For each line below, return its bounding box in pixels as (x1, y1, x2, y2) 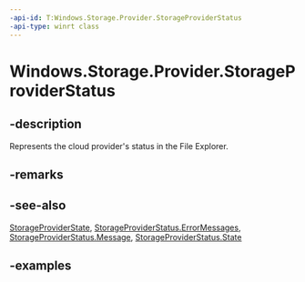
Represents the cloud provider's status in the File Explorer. (9, 140, 229, 151)
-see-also (9, 197, 66, 214)
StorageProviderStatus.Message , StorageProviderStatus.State (9, 231, 242, 242)
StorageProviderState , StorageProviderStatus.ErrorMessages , (9, 222, 241, 233)
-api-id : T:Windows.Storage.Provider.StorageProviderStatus (9, 13, 243, 23)
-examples (9, 258, 72, 274)
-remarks (9, 166, 64, 182)
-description (9, 116, 82, 132)
